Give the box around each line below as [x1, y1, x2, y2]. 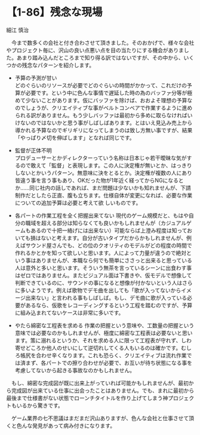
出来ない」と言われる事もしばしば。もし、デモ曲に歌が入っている [25, 294, 187, 301]
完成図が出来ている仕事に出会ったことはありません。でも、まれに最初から [11, 387, 195, 394]
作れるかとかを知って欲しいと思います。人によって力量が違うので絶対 [14, 249, 187, 256]
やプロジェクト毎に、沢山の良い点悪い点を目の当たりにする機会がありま [6, 46, 184, 54]
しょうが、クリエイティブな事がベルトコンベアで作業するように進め [25, 104, 193, 111]
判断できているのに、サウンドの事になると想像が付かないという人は [14, 279, 183, 286]
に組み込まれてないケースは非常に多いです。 [14, 309, 124, 316]
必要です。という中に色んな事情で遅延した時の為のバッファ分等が [25, 89, 187, 96]
